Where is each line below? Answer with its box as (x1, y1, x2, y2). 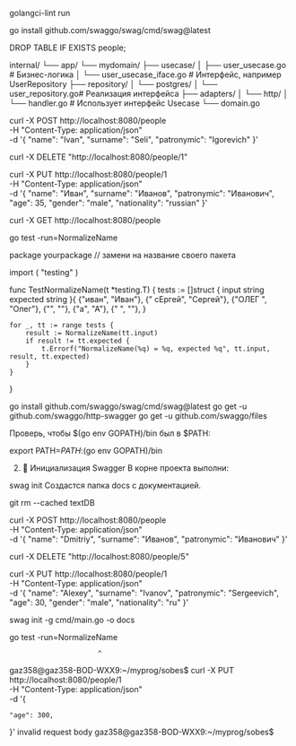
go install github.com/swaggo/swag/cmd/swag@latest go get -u (9, 401, 248, 412)
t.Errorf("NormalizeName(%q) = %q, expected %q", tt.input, (41, 344, 271, 353)
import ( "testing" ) (9, 267, 79, 277)
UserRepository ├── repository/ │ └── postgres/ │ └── (9, 79, 218, 89)
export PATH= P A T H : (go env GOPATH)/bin (9, 446, 163, 455)
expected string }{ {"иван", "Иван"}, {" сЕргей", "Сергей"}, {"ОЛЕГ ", (9, 294, 267, 304)
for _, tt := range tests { (9, 321, 115, 330)
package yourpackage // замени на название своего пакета (9, 250, 236, 260)
